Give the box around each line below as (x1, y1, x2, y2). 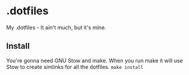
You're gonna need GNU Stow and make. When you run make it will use (6, 57, 183, 64)
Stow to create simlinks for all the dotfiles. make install (6, 63, 144, 70)
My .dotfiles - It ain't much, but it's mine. (6, 24, 107, 31)
